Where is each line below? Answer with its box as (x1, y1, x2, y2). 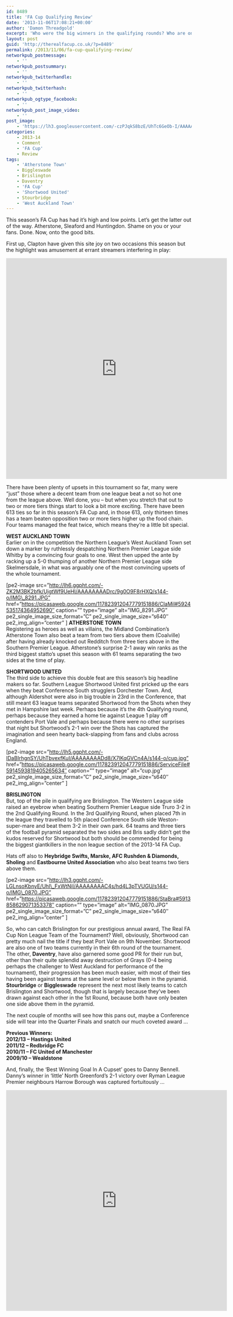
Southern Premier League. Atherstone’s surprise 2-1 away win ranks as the (6, 644, 187, 651)
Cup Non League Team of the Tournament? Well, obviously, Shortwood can (6, 931, 189, 939)
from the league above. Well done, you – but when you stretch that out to (6, 496, 183, 503)
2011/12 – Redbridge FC (6, 1042, 64, 1049)
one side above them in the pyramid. (6, 1000, 95, 1007)
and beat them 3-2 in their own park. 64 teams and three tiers (35, 822, 186, 830)
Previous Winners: (6, 1030, 53, 1037)
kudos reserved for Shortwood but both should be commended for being (6, 835, 183, 842)
